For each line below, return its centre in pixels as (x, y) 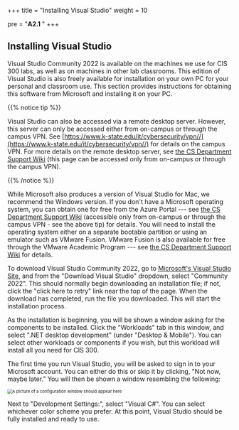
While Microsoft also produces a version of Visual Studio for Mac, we (108, 194)
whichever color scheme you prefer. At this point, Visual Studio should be (115, 411)
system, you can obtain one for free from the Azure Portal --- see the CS (114, 209)
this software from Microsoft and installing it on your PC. (90, 93)
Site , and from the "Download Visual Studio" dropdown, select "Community (118, 276)
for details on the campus (188, 144)
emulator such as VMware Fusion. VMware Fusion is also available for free (117, 239)
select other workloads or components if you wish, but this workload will (114, 342)
